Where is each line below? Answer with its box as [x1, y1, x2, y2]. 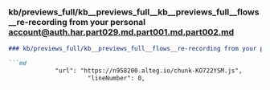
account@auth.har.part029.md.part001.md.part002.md [8, 27, 235, 38]
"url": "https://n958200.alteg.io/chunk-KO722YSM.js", [55, 67, 243, 75]
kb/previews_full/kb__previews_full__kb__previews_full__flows [8, 6, 260, 18]
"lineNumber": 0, [87, 74, 146, 82]
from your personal [68, 16, 146, 27]
